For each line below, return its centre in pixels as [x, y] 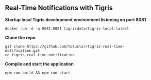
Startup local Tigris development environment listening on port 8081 [76, 19]
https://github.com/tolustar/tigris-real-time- [75, 46]
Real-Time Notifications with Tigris [59, 8]
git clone [15, 46]
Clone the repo [20, 37]
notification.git [23, 50]
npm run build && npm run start [38, 73]
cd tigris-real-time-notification [40, 55]
